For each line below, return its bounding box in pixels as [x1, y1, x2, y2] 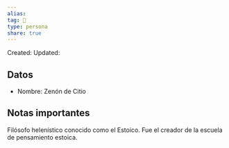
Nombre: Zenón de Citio [17, 88, 87, 96]
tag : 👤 [7, 17, 26, 24]
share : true [7, 29, 42, 37]
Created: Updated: [7, 49, 60, 57]
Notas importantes [7, 107, 90, 119]
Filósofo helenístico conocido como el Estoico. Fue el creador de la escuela [7, 126, 223, 134]
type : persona [7, 23, 49, 30]
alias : [7, 10, 26, 17]
